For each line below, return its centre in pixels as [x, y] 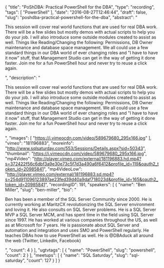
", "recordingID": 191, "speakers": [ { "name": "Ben [95, 184]
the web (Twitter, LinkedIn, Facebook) [43, 240]
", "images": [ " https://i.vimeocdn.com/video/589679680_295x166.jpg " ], [78, 138]
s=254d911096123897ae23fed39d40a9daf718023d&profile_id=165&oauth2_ [82, 179]
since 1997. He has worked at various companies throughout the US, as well [81, 220]
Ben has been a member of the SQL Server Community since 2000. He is [79, 199]
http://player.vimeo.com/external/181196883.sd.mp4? [61, 174]
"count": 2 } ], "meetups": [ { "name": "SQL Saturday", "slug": [67, 255]
